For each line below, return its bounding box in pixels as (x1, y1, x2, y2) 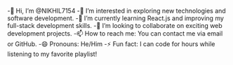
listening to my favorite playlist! (7, 50, 98, 58)
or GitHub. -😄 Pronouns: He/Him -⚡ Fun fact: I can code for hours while (7, 40, 215, 48)
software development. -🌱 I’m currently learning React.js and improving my (7, 14, 225, 22)
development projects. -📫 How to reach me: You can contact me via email (7, 29, 223, 38)
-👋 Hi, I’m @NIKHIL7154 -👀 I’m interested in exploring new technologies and (7, 7, 226, 15)
